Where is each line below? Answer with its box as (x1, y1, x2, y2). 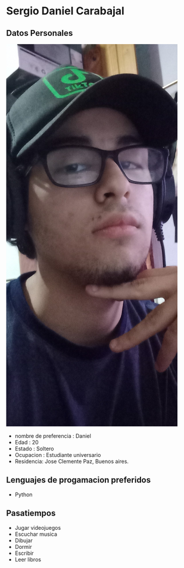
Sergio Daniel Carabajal (6, 4, 125, 18)
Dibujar (14, 536, 33, 544)
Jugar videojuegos (14, 524, 61, 531)
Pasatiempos (6, 508, 56, 518)
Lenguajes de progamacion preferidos (6, 475, 151, 485)
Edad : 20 (14, 439, 39, 446)
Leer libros (14, 555, 42, 563)
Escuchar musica (14, 530, 58, 538)
